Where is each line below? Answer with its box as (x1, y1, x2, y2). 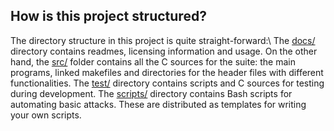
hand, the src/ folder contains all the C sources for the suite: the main (10, 55, 297, 68)
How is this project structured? (10, 8, 207, 25)
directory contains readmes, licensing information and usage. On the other (10, 45, 318, 57)
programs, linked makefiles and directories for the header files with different (10, 66, 324, 78)
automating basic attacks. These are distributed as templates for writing (10, 98, 307, 110)
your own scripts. (10, 109, 82, 121)
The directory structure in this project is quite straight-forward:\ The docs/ (10, 34, 316, 46)
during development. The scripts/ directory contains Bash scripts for (10, 87, 293, 99)
